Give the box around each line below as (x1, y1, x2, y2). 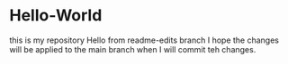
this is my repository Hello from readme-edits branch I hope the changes (9, 35, 280, 45)
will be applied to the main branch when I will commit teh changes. (9, 44, 256, 54)
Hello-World (9, 5, 103, 26)
